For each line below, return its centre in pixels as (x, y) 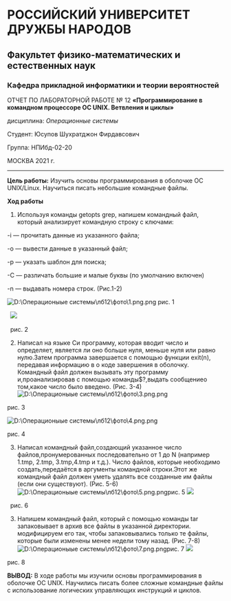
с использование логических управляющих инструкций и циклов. (104, 590)
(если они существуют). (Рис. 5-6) (68, 484)
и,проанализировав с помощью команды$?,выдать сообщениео (112, 379)
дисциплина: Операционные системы (63, 120)
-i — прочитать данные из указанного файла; (73, 235)
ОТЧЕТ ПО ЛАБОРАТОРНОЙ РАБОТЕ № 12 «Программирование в (105, 100)
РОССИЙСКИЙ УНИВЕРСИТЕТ (99, 15)
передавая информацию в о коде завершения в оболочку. (103, 364)
